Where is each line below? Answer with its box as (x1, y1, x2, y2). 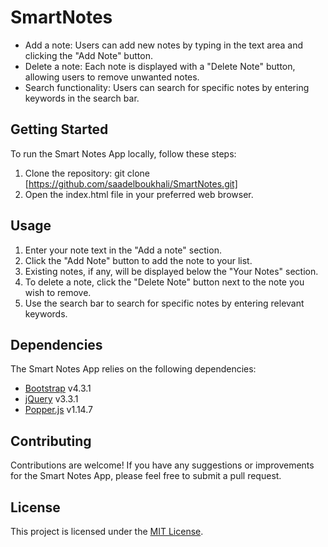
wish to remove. (24, 286, 92, 298)
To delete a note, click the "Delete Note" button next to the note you (24, 276, 305, 288)
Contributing (10, 432, 92, 450)
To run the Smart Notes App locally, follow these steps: (10, 147, 237, 160)
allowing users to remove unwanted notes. (24, 71, 200, 83)
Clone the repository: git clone (24, 167, 150, 179)
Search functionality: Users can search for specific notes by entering (24, 81, 310, 93)
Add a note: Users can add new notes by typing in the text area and (24, 39, 304, 51)
